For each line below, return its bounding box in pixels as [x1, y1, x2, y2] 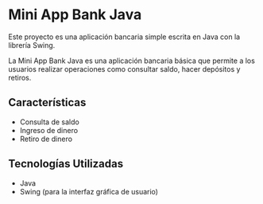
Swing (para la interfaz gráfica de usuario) [19, 186, 159, 196]
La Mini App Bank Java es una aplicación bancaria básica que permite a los [8, 56, 256, 65]
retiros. [8, 73, 32, 82]
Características [8, 96, 87, 109]
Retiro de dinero [19, 134, 73, 143]
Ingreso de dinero [19, 125, 78, 135]
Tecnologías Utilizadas [8, 157, 124, 171]
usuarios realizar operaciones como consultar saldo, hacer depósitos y [8, 64, 241, 73]
